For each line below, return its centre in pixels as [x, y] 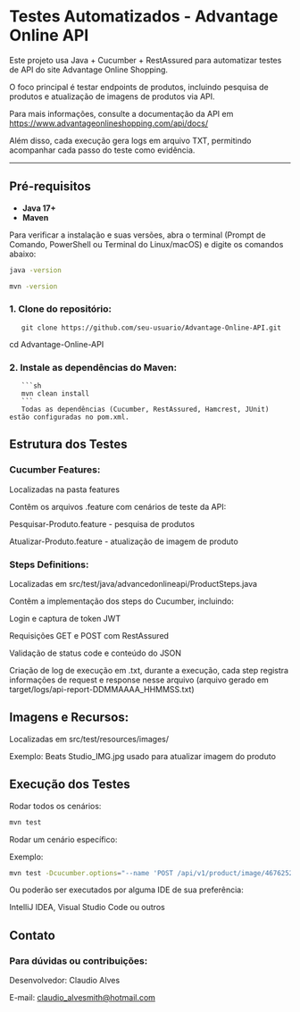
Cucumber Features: [55, 470]
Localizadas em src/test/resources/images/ [89, 739]
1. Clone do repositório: [60, 309]
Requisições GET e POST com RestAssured [89, 636]
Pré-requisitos [50, 186]
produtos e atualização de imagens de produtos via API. [112, 96]
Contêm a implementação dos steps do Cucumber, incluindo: [122, 601]
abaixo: [23, 254]
